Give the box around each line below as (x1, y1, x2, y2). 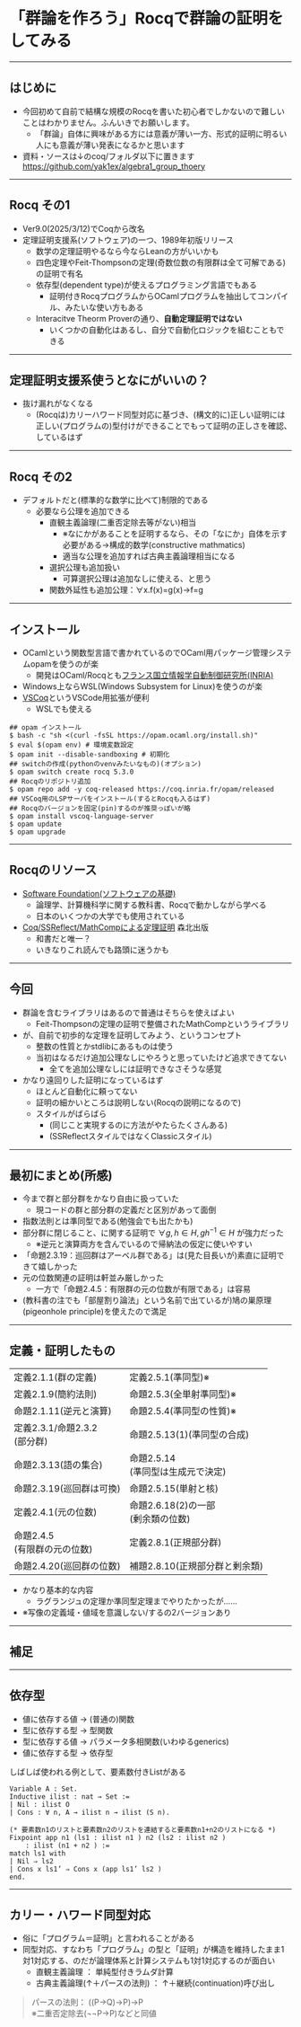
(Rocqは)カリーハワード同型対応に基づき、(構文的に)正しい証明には (35, 410, 286, 420)
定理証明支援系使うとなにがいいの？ (9, 372, 209, 387)
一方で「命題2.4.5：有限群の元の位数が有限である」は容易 (35, 1284, 251, 1295)
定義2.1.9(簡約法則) (13, 1387, 98, 1400)
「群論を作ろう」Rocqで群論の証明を (9, 8, 284, 29)
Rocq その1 (9, 198, 71, 213)
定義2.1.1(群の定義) (13, 1371, 98, 1384)
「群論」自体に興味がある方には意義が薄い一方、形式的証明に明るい (35, 128, 288, 139)
